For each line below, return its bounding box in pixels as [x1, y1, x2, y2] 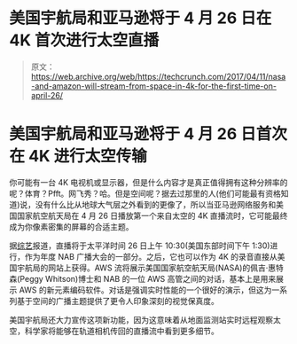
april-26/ [30, 90, 64, 100]
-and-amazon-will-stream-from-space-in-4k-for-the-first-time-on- [30, 81, 277, 91]
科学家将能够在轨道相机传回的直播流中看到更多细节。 [24, 325, 219, 336]
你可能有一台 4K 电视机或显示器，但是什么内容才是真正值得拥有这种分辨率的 [9, 176, 288, 187]
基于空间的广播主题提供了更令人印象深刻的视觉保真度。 [16, 295, 219, 306]
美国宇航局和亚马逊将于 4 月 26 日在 [9, 8, 272, 28]
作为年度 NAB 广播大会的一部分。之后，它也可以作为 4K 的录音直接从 [24, 251, 277, 262]
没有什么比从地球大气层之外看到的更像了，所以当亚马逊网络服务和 [35, 199, 277, 209]
